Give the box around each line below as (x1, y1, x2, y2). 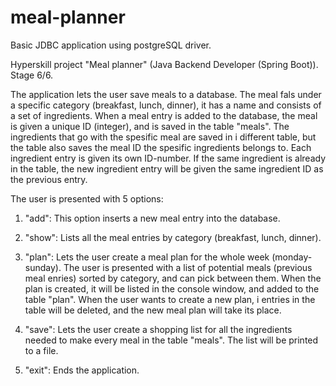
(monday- (271, 251, 313, 263)
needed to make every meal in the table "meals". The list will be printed (24, 334, 319, 346)
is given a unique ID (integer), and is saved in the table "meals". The (10, 120, 290, 132)
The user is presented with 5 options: (10, 192, 164, 205)
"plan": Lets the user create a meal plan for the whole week (24, 251, 270, 263)
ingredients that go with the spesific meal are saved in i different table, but (10, 131, 317, 143)
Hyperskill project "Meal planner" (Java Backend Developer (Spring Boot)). (10, 58, 319, 70)
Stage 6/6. (10, 69, 54, 81)
